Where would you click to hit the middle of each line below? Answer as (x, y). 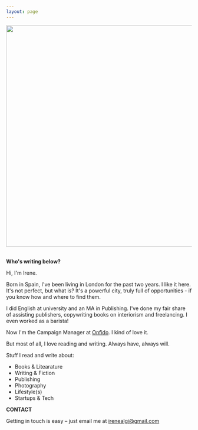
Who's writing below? (33, 261)
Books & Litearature (39, 366)
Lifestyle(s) (28, 392)
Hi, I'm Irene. (22, 273)
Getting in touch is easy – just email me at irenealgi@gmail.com (83, 421)
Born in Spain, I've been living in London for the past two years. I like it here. (99, 284)
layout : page (22, 12)
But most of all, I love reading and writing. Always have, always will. (88, 344)
